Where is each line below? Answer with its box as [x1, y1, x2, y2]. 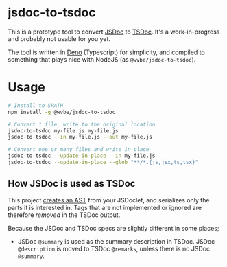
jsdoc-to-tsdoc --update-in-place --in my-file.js [8, 152, 156, 159]
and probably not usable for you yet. [8, 34, 110, 43]
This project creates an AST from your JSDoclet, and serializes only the [8, 196, 210, 204]
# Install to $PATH [8, 102, 64, 109]
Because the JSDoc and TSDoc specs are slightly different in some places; [8, 224, 219, 232]
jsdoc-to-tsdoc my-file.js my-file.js [8, 127, 119, 135]
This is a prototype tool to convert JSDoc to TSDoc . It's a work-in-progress [8, 27, 220, 36]
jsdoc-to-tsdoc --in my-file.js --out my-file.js [8, 134, 153, 141]
